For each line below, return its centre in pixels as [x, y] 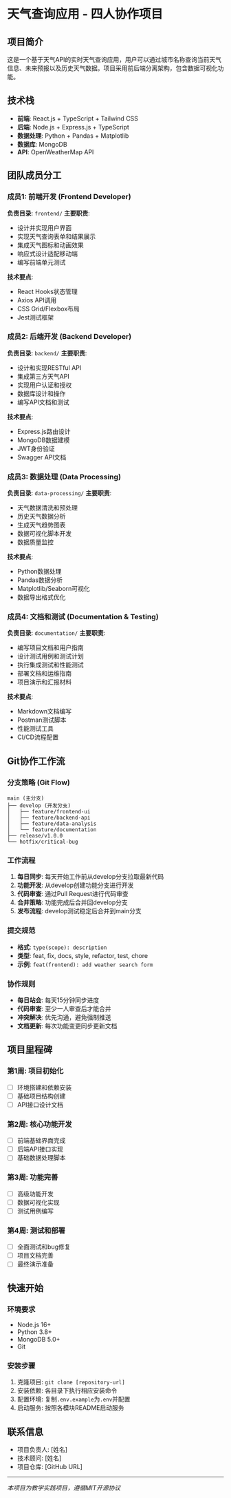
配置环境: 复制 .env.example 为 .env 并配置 [74, 1400]
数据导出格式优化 [41, 597]
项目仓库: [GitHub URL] [49, 1467]
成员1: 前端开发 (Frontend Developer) [69, 197]
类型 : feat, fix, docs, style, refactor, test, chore [82, 955]
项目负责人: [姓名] [42, 1450]
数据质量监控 [35, 542]
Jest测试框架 [35, 317]
